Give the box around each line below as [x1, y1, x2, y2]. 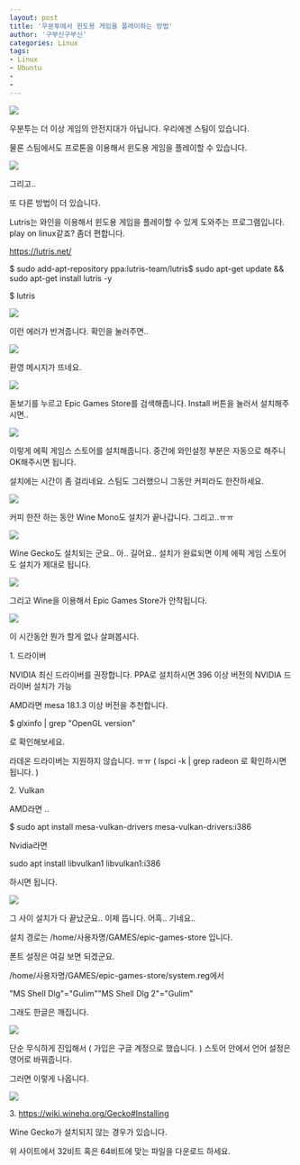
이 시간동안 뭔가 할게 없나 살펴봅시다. [9, 631, 140, 642]
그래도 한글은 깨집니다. [9, 1006, 89, 1017]
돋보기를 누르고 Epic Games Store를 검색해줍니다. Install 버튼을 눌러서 [9, 397, 259, 408]
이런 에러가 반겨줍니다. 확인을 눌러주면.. [9, 325, 149, 336]
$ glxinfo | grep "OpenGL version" [9, 717, 136, 728]
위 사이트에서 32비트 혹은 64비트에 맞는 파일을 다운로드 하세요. [9, 1145, 232, 1156]
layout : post [9, 13, 59, 23]
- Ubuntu [9, 64, 42, 73]
